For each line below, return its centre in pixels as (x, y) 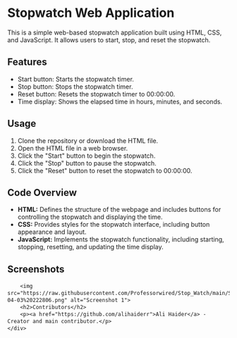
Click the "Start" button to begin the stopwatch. (86, 156)
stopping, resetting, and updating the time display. (90, 247)
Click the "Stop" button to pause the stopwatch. (87, 163)
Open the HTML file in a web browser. (73, 148)
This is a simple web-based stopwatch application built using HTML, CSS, (115, 32)
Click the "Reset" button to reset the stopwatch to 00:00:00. (105, 170)
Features (27, 62)
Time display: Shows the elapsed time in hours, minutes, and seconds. (120, 101)
